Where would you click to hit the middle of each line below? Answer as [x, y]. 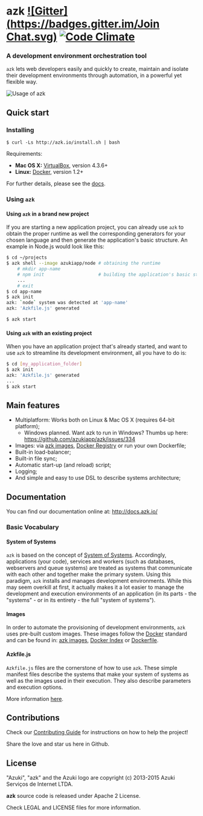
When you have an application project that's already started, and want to [97, 347]
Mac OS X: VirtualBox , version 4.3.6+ [61, 165]
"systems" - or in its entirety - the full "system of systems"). [81, 600]
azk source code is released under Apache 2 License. [73, 796]
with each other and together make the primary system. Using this [89, 574]
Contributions [33, 718]
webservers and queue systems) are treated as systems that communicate [99, 568]
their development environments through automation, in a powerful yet [94, 75]
